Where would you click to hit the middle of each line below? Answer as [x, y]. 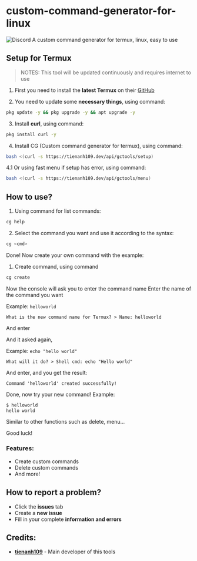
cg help [16, 222]
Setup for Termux [39, 58]
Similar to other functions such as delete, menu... [66, 422]
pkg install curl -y [31, 134]
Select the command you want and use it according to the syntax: [94, 233]
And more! [27, 474]
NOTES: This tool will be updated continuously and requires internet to [106, 72]
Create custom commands [47, 461]
